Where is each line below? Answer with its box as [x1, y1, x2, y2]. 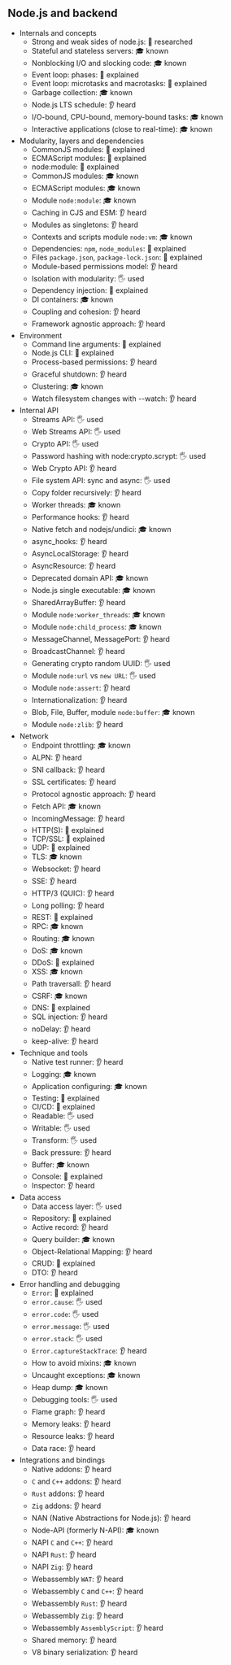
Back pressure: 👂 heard [31, 1147, 111, 1157]
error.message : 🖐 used [31, 1321, 111, 1331]
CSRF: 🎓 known [31, 991, 88, 1000]
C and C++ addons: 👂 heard [31, 1476, 121, 1486]
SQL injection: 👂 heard [31, 1012, 108, 1022]
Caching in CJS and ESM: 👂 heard [31, 207, 147, 217]
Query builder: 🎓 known [31, 1234, 115, 1244]
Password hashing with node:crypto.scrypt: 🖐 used [31, 451, 207, 460]
